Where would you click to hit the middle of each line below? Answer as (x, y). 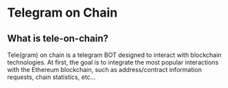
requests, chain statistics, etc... (51, 77)
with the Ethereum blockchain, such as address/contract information (105, 70)
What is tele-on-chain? (58, 38)
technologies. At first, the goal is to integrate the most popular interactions (113, 62)
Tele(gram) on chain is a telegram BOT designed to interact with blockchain (114, 55)
